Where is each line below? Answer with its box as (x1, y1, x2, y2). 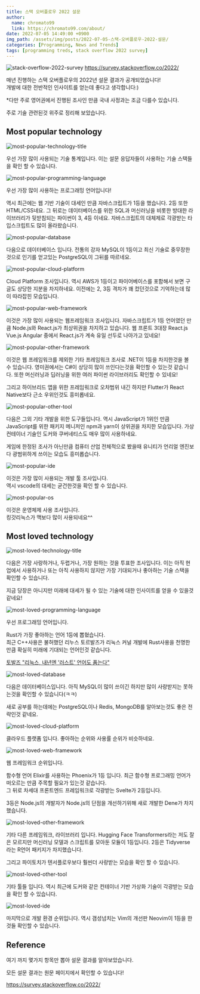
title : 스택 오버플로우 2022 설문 (6, 8, 81, 15)
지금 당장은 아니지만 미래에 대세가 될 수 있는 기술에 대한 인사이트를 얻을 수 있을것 (6, 587, 194, 594)
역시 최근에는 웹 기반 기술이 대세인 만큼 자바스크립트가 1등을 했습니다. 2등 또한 (6, 199, 188, 206)
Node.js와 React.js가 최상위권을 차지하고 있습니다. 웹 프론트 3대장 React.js (12, 324, 188, 331)
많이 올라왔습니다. (36, 221, 79, 229)
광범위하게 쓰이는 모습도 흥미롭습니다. (12, 450, 100, 457)
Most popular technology (6, 126, 103, 137)
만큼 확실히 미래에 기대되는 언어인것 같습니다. (6, 646, 112, 653)
